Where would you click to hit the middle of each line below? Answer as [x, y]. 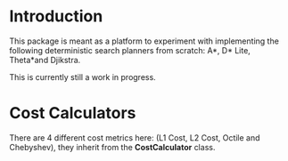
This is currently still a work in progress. [82, 76]
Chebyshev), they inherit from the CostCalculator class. [112, 147]
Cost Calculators [73, 113]
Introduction [56, 16]
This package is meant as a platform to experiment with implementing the [144, 41]
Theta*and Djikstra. [45, 60]
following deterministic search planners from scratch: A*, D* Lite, [130, 50]
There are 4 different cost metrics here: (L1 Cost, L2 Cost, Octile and [135, 137]
